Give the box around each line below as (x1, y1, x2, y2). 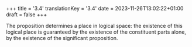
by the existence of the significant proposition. (6, 35, 118, 41)
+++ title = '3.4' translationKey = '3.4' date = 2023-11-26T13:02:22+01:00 (6, 5, 184, 12)
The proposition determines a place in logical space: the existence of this (6, 23, 183, 29)
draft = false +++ (6, 11, 47, 18)
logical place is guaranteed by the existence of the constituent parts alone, (6, 28, 186, 35)
